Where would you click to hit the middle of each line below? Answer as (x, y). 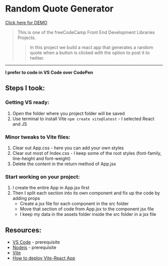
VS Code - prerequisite (36, 242)
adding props (26, 198)
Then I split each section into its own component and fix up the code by (86, 193)
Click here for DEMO (26, 23)
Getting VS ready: (27, 102)
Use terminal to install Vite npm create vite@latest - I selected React (83, 119)
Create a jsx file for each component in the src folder (74, 204)
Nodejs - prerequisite (34, 247)
